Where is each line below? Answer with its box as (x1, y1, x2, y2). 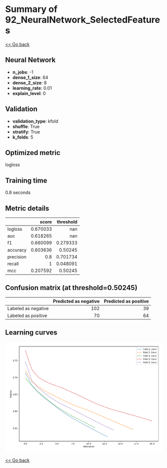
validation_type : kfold (12, 118, 58, 124)
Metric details (5, 204, 49, 212)
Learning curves (5, 328, 57, 337)
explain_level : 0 (12, 90, 46, 96)
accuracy (7, 246, 26, 253)
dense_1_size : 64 (12, 74, 48, 80)
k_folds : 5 (12, 134, 33, 140)
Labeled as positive (7, 312, 47, 318)
